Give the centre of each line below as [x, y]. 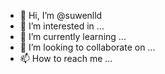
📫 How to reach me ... [66, 58]
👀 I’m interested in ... [62, 26]
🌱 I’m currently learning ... [73, 36]
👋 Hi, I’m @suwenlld [61, 15]
